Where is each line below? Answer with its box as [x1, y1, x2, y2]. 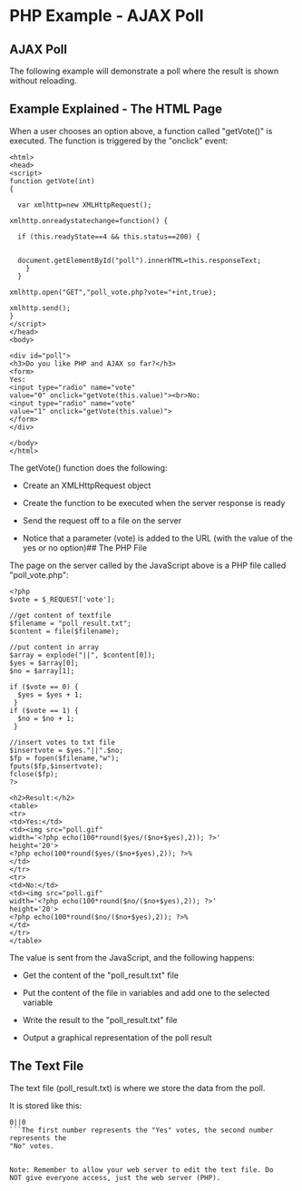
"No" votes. [9, 1141, 54, 1150]
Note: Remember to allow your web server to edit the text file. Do [9, 1165, 274, 1175]
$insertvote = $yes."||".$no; [9, 746, 124, 755]
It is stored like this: [9, 1099, 83, 1111]
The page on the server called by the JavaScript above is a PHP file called [9, 560, 287, 571]
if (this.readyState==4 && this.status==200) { [17, 232, 201, 241]
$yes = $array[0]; [9, 659, 79, 668]
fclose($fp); [9, 769, 59, 778]
